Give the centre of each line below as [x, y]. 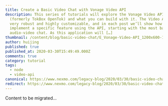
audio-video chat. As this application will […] [61, 33]
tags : [11, 65]
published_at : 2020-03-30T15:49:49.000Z [48, 51]
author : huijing [22, 42]
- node [16, 70]
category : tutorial [25, 61]
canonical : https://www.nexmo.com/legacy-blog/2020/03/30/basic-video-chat [86, 79]
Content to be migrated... [31, 98]
